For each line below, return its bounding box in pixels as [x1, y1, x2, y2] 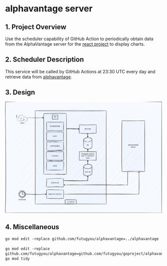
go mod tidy [5, 256, 30, 262]
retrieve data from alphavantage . [5, 74, 72, 80]
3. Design [5, 88, 35, 97]
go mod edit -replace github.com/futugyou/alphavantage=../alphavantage [5, 236, 159, 242]
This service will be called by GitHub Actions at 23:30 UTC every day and [5, 68, 156, 74]
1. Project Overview [5, 23, 67, 31]
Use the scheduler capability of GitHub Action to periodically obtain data [5, 36, 154, 42]
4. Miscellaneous [5, 222, 60, 231]
